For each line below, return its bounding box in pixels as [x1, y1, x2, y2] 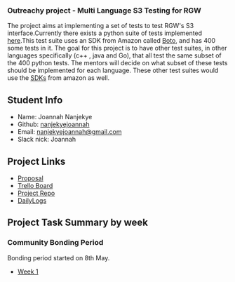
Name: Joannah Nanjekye [17, 113, 93, 121]
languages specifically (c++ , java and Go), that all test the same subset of [7, 51, 222, 60]
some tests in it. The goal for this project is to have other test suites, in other [7, 44, 227, 53]
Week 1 [17, 267, 39, 276]
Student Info [7, 94, 63, 106]
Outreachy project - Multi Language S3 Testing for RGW [7, 6, 202, 15]
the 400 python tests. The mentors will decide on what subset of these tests [7, 59, 228, 67]
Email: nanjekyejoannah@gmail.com [17, 128, 122, 136]
